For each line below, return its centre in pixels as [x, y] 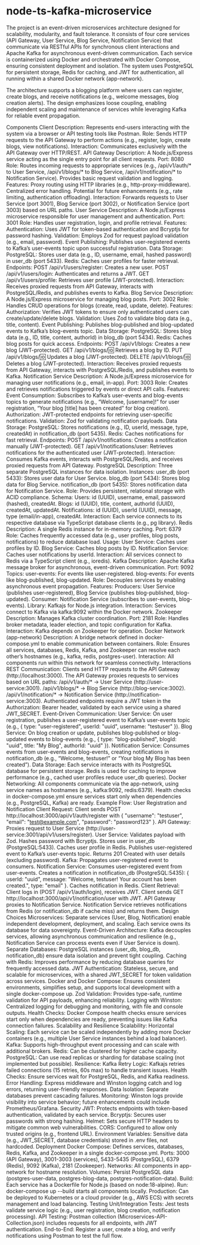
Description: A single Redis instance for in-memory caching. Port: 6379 [94, 529]
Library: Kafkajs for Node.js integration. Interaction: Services [102, 605]
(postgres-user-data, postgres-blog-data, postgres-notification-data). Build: [100, 1178]
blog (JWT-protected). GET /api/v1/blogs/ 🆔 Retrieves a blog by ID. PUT [94, 350]
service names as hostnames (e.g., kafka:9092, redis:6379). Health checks [99, 790]
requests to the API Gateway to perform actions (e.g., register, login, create [99, 140]
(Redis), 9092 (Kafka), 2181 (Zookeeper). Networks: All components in [93, 1165]
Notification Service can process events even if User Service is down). [93, 942]
